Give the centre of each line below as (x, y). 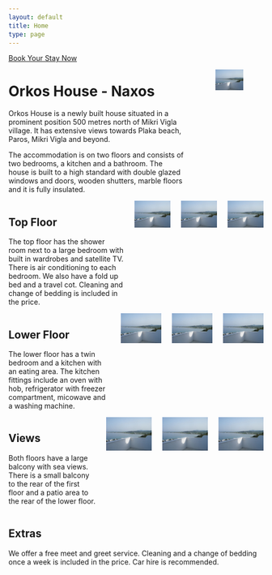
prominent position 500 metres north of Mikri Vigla (93, 122)
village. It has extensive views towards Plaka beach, (95, 131)
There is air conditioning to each (62, 268)
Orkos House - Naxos (82, 91)
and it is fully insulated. (47, 190)
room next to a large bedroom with (66, 251)
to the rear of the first (44, 483)
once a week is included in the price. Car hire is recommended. (114, 562)
